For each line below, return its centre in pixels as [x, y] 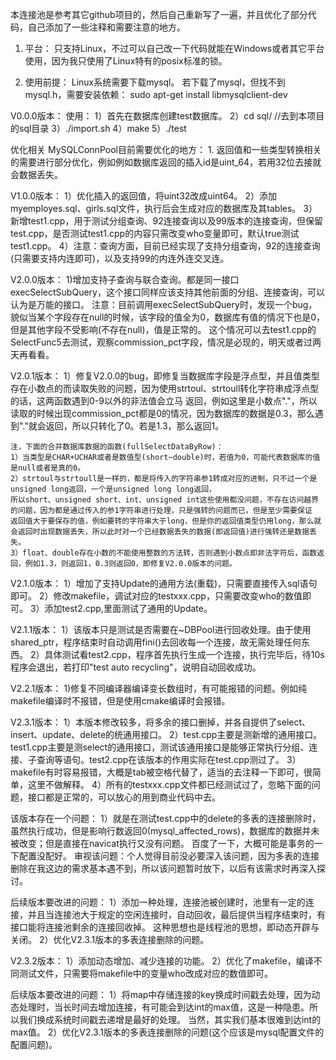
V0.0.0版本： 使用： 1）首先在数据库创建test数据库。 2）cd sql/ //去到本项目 [167, 116]
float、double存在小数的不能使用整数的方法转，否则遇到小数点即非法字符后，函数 [170, 553]
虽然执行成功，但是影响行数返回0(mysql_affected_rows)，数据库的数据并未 [165, 831]
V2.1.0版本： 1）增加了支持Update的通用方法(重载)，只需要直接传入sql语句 [164, 583]
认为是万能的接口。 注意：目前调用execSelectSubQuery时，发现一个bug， [164, 304]
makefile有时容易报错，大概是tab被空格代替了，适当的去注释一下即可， [157, 772]
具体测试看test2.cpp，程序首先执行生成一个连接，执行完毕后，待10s [184, 654]
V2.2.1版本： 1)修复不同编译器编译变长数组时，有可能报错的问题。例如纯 [159, 688]
